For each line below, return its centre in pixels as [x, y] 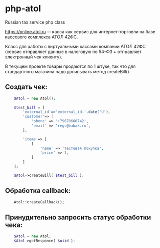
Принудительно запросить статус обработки [78, 217]
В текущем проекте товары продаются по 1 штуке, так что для [70, 66]
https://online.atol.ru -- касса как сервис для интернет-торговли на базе [80, 31]
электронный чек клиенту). [34, 56]
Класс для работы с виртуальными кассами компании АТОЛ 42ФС [75, 46]
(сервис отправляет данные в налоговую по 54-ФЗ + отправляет [73, 52]
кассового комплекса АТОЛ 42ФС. [42, 37]
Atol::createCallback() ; [39, 202]
